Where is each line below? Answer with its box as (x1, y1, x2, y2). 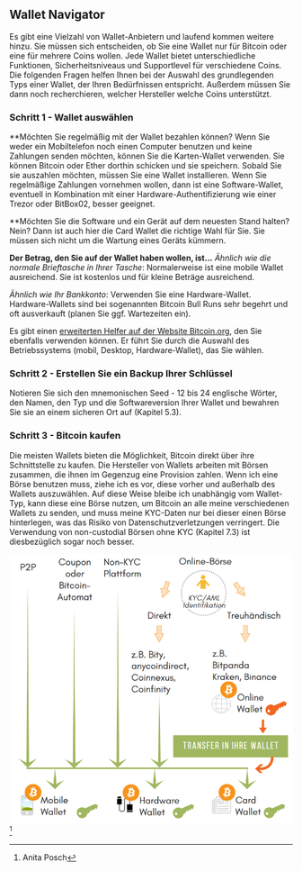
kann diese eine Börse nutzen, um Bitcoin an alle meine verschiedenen (27, 497, 289, 508)
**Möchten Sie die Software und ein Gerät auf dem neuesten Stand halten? (9, 216, 290, 227)
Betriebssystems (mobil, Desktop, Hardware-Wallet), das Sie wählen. (9, 345, 264, 356)
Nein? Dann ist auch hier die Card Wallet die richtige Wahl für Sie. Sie (9, 225, 265, 237)
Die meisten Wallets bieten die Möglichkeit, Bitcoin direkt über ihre (9, 449, 254, 460)
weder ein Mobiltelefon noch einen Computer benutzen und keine (9, 141, 253, 152)
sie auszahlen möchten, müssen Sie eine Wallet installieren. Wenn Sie (9, 170, 267, 181)
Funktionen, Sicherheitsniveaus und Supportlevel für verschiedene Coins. (9, 59, 282, 70)
